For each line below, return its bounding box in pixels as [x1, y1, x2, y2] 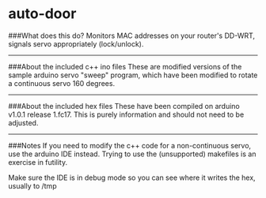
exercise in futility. [8, 157, 68, 166]
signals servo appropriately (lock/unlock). [8, 39, 144, 48]
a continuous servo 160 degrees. [8, 78, 116, 88]
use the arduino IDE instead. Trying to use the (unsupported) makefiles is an [8, 149, 256, 159]
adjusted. [8, 118, 39, 127]
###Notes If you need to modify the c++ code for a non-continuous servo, [8, 140, 252, 150]
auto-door [8, 5, 77, 23]
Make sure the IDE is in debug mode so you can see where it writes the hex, [8, 173, 256, 182]
